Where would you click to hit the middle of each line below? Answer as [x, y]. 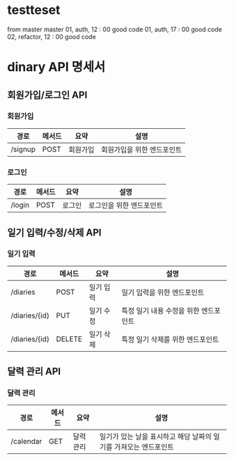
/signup [23, 149]
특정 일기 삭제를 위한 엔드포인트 [170, 339]
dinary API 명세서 [56, 67]
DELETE [69, 338]
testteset [34, 10]
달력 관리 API [34, 372]
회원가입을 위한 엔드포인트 [141, 150]
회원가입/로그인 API [47, 95]
